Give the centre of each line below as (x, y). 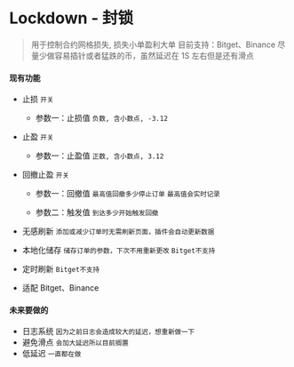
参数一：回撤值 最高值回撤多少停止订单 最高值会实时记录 (127, 194)
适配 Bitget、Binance (60, 288)
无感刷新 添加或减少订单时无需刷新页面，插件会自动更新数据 (118, 231)
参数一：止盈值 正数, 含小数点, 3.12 (99, 156)
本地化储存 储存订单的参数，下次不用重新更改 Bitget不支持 (119, 251)
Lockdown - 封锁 (72, 18)
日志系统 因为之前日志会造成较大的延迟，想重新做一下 (108, 331)
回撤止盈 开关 (45, 175)
